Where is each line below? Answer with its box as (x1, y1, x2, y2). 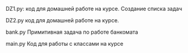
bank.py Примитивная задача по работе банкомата (5, 28, 138, 36)
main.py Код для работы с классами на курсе (5, 40, 123, 47)
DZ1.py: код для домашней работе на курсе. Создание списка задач (5, 5, 183, 12)
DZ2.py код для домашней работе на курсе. (5, 17, 119, 23)
